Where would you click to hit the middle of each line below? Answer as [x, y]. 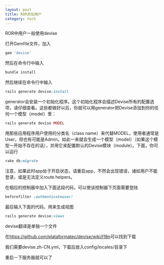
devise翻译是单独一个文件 [31, 226]
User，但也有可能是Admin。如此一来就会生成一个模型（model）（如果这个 [80, 139]
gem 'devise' [18, 53]
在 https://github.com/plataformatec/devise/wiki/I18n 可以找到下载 [70, 237]
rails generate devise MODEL [35, 123]
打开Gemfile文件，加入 [28, 44]
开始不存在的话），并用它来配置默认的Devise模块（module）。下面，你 [84, 145]
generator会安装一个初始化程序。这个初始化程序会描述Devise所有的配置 [78, 102]
